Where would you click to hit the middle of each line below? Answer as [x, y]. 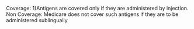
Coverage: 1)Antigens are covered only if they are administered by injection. [97, 8]
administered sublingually [37, 20]
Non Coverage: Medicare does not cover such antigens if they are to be [92, 14]
